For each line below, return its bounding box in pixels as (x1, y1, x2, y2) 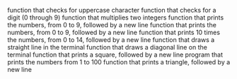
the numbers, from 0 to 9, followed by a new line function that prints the (7, 21, 217, 29)
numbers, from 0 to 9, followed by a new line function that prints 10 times (7, 28, 221, 36)
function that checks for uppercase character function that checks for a (7, 6, 216, 14)
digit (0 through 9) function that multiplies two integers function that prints (7, 13, 224, 22)
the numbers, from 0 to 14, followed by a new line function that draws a (7, 36, 215, 44)
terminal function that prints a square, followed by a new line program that (7, 50, 224, 59)
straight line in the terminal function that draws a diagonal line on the (7, 43, 207, 51)
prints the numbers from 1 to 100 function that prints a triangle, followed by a (7, 58, 231, 66)
